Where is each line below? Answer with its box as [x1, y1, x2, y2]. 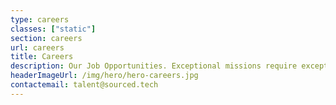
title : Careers [10, 52, 74, 62]
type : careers [10, 14, 70, 25]
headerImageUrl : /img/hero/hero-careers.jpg [10, 71, 199, 81]
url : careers [10, 42, 65, 53]
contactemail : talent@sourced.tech [10, 80, 159, 90]
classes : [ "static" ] [10, 24, 97, 34]
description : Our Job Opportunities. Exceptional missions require [10, 61, 298, 71]
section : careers [10, 33, 83, 43]
